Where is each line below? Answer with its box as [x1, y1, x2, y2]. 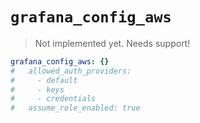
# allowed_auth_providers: [10, 66, 132, 76]
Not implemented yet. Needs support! [34, 37, 191, 49]
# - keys [10, 84, 65, 95]
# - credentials [10, 94, 97, 104]
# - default [10, 75, 78, 85]
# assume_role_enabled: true [10, 103, 141, 113]
